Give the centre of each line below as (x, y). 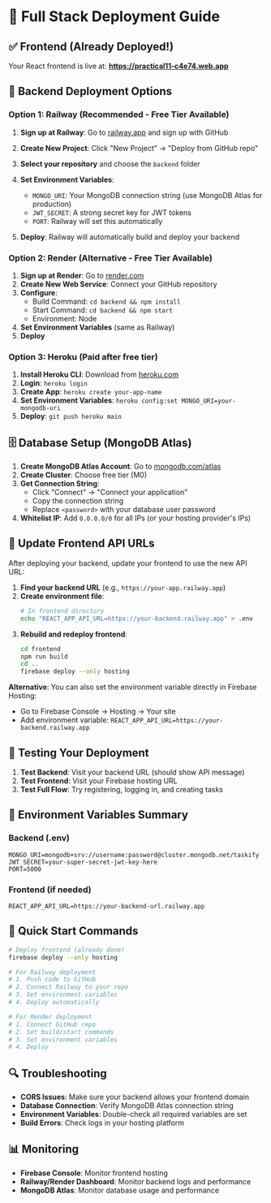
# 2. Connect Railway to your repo (69, 987)
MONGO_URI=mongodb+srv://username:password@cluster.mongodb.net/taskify (134, 855)
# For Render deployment (50, 1017)
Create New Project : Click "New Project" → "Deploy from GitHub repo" (139, 148)
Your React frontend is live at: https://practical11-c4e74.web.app (118, 66)
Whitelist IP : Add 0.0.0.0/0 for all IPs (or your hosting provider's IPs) (135, 518)
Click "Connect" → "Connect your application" (110, 492)
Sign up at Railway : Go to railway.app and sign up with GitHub (124, 132)
